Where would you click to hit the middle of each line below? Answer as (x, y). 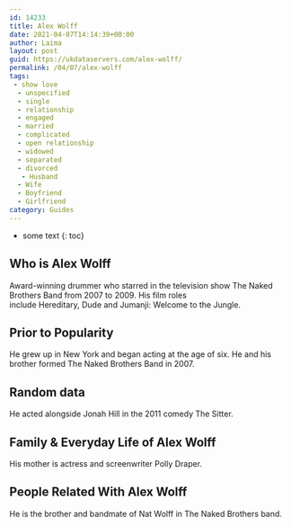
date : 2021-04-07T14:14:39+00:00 (72, 34)
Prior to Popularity (62, 332)
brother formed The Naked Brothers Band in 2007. (102, 364)
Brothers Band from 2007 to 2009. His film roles (98, 295)
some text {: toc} (53, 236)
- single (34, 101)
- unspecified (44, 93)
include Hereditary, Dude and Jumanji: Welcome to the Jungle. (125, 304)
